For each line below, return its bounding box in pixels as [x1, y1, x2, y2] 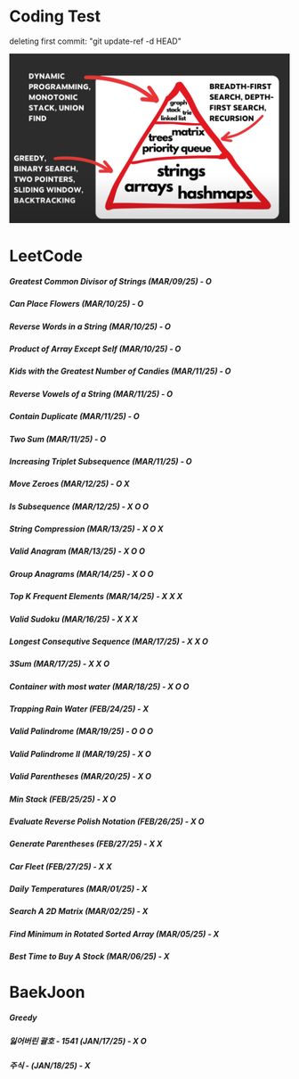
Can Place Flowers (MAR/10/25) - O [9, 299, 144, 309]
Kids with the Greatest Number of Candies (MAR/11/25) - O [9, 366, 231, 376]
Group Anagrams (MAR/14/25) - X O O [9, 568, 154, 579]
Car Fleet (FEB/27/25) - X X [9, 861, 113, 871]
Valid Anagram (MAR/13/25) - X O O [9, 546, 145, 556]
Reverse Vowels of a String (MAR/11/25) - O [9, 388, 174, 399]
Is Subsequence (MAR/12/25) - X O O [9, 501, 149, 512]
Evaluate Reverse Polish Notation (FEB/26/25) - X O [9, 816, 205, 827]
